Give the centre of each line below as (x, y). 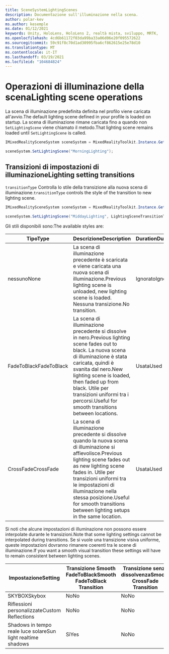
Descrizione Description (102, 238)
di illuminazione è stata (100, 356)
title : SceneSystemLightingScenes (41, 10)
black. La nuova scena (99, 350)
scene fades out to (95, 343)
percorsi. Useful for (95, 401)
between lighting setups (101, 510)
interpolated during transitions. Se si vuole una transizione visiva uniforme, (82, 540)
